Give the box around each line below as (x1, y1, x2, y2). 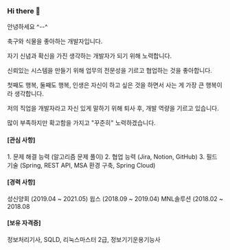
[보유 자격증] (7, 219, 41, 227)
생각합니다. (14, 89, 45, 98)
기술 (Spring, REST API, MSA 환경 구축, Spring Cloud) (7, 161, 156, 169)
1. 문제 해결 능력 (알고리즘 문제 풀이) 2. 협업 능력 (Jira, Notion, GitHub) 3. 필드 (7, 152, 218, 161)
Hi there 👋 (7, 6, 41, 16)
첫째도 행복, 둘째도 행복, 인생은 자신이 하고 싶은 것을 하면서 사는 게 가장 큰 (7, 81, 205, 89)
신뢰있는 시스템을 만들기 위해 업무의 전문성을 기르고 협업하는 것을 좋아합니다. (7, 67, 213, 75)
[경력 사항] (7, 178, 36, 186)
